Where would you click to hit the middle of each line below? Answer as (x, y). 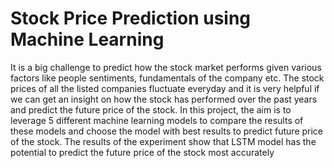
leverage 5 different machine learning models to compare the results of (157, 120)
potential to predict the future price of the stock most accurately (142, 152)
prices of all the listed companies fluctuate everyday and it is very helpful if (165, 88)
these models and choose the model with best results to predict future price (167, 131)
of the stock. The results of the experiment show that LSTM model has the (163, 141)
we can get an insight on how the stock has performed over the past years (164, 99)
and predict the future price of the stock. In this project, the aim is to (151, 109)
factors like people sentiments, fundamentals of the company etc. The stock (167, 78)
